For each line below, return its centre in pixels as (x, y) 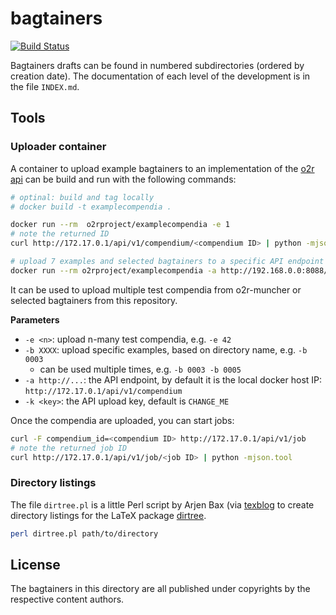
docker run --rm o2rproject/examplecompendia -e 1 (120, 225)
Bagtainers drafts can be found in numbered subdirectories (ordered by (157, 65)
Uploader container (58, 147)
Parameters (35, 319)
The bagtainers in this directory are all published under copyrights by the (160, 589)
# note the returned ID (60, 234)
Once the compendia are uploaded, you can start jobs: (122, 420)
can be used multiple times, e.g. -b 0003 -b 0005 (140, 369)
